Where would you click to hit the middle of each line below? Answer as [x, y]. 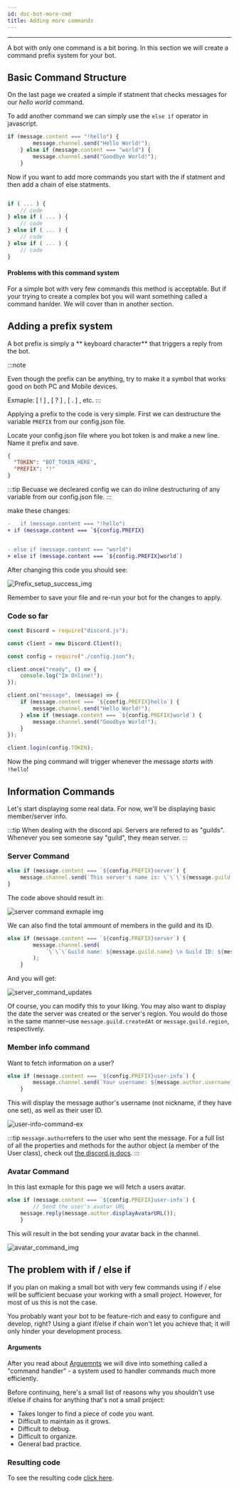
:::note [17, 365]
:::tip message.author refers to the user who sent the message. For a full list [116, 1138]
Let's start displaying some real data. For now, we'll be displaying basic [111, 808]
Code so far [28, 616]
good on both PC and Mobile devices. [63, 386]
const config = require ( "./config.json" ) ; [71, 656]
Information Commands [61, 792]
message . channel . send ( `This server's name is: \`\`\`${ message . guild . [127, 877]
